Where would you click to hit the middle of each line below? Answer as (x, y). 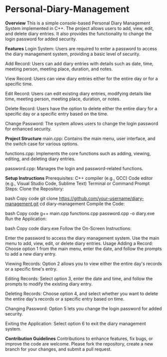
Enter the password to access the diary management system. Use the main (82, 238)
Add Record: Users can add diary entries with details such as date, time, (79, 63)
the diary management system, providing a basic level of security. (73, 54)
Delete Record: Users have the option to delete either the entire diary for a (81, 108)
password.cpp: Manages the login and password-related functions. (74, 168)
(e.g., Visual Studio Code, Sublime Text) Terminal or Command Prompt (78, 183)
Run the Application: (26, 219)
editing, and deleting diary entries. (40, 159)
